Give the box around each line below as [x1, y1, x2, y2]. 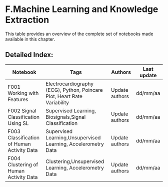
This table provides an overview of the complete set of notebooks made [5, 31, 153, 37]
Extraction [5, 14, 49, 26]
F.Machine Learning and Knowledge [5, 4, 158, 15]
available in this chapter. [5, 36, 55, 42]
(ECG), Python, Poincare [45, 86, 103, 93]
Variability [45, 99, 69, 106]
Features [7, 96, 28, 103]
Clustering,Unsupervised [45, 158, 104, 165]
